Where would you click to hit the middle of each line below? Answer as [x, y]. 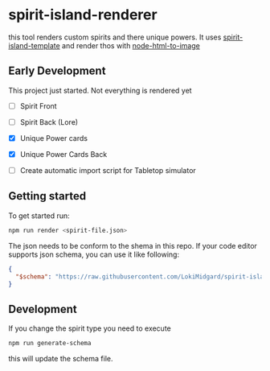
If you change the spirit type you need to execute [90, 328]
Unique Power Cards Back [63, 154]
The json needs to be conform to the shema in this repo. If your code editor [133, 245]
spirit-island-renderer [83, 15]
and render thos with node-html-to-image [131, 45]
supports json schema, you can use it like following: [94, 254]
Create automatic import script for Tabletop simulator [108, 170]
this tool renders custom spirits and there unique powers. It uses [115, 37]
